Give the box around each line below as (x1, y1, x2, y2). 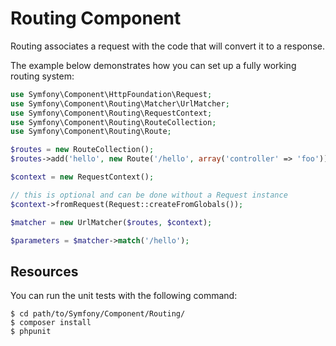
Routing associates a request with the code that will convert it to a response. (10, 40, 325, 52)
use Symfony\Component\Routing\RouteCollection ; (10, 117, 217, 127)
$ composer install (10, 318, 92, 328)
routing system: (10, 70, 75, 82)
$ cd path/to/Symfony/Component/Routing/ (10, 309, 186, 319)
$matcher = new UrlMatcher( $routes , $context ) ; (10, 217, 213, 227)
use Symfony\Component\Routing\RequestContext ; (10, 108, 213, 118)
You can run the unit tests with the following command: (10, 290, 238, 302)
